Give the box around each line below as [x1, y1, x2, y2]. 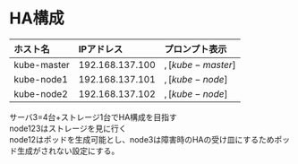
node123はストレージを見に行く [9, 123, 127, 134]
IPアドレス [78, 42, 123, 55]
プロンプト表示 [164, 42, 227, 55]
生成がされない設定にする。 [16, 145, 120, 156]
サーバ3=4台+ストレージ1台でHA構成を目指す [9, 111, 177, 122]
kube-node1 [13, 73, 69, 85]
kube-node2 [13, 87, 69, 99]
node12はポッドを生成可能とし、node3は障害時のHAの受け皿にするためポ [9, 134, 283, 144]
